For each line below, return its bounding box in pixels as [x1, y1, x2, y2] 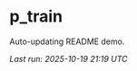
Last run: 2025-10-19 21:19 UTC [9, 53, 129, 64]
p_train [9, 6, 64, 27]
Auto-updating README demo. [9, 36, 125, 47]
